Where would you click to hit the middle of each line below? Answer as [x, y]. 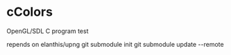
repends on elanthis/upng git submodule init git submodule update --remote [115, 44]
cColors [30, 12]
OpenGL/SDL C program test [48, 31]
